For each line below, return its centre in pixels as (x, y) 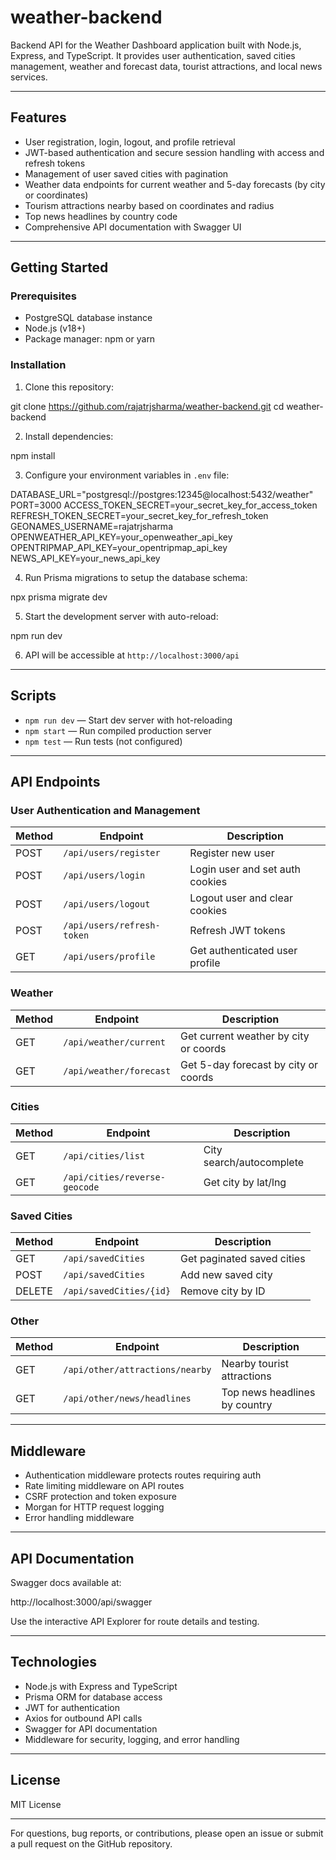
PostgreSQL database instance (88, 318)
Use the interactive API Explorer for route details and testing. (135, 1622)
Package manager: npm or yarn (90, 339)
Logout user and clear (241, 898)
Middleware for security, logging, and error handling (132, 1739)
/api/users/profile (109, 957)
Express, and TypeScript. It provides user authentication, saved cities (153, 55)
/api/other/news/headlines (127, 1399)
